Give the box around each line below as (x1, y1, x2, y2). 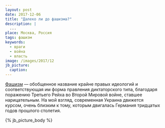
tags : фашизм (5, 35, 32, 40)
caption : (9, 68, 28, 73)
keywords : (5, 40, 26, 45)
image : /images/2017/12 (5, 58, 55, 63)
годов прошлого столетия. (5, 108, 61, 114)
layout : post (5, 7, 32, 12)
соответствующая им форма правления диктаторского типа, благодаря (5, 87, 158, 92)
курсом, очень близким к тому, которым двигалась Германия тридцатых (5, 103, 160, 108)
